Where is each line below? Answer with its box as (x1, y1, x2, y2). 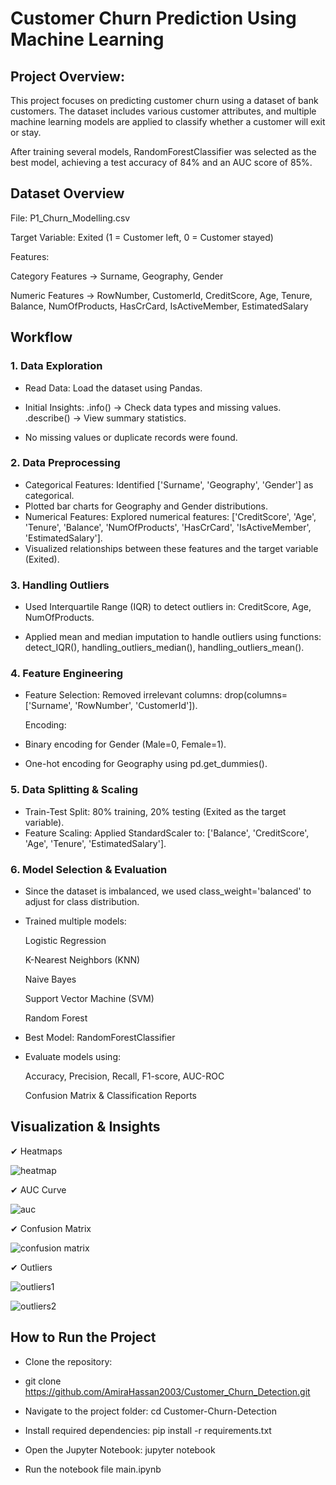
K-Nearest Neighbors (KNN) (24, 953, 141, 966)
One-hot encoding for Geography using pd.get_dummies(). (24, 758, 268, 770)
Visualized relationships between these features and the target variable (24, 542, 319, 554)
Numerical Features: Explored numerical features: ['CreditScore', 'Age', (24, 510, 317, 522)
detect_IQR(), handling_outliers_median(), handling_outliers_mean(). (24, 642, 305, 654)
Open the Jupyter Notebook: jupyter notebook (24, 1443, 216, 1456)
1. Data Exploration (10, 359, 103, 373)
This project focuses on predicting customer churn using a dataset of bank (10, 95, 319, 106)
